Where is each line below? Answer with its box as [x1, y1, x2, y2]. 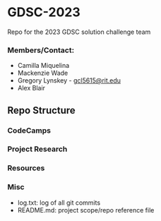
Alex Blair [17, 84, 46, 92]
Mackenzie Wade [17, 68, 68, 78]
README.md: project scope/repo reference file [17, 205, 155, 214]
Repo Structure [7, 104, 76, 117]
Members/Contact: [7, 45, 75, 55]
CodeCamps [7, 125, 52, 135]
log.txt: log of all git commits [17, 198, 101, 207]
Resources [7, 163, 45, 173]
